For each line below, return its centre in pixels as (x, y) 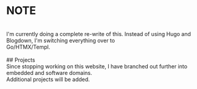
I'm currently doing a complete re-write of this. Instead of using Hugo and (99, 34)
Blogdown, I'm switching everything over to (61, 40)
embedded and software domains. (49, 73)
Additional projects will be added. (48, 79)
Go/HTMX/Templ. (28, 47)
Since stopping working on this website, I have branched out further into (97, 66)
